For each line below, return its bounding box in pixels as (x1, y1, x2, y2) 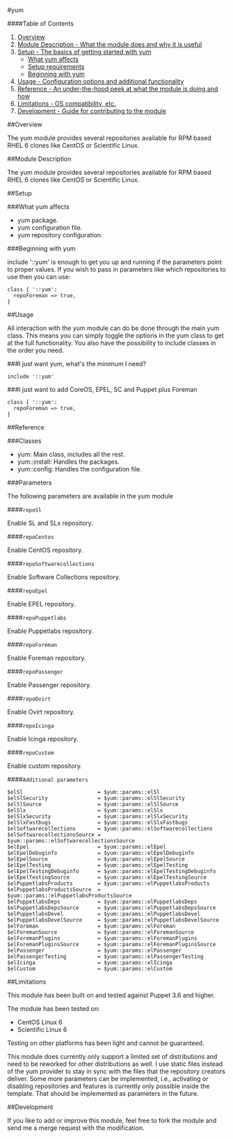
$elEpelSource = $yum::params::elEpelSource (7, 856, 186, 863)
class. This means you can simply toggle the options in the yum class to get (7, 331, 224, 340)
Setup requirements (27, 63, 85, 70)
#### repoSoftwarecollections (7, 560, 95, 567)
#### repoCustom (7, 748, 54, 756)
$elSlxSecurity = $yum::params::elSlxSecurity (7, 813, 188, 820)
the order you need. (7, 346, 64, 354)
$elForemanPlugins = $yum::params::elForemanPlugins (7, 935, 198, 942)
